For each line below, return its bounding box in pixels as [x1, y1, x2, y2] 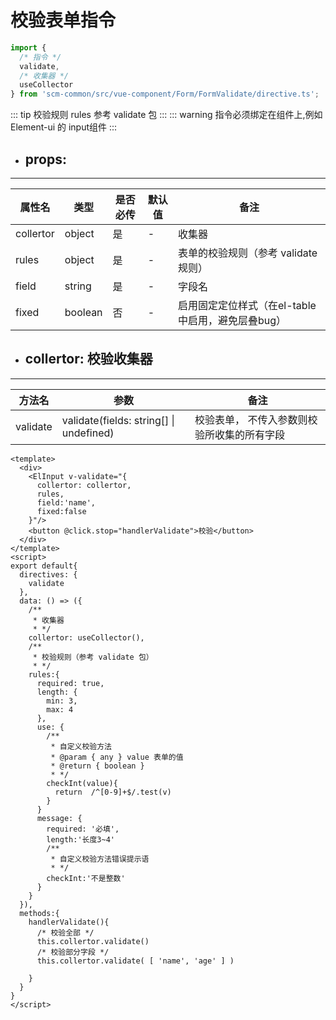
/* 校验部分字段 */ [36, 947, 110, 957]
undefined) [61, 426, 115, 440]
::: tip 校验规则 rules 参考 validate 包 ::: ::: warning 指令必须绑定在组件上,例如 [10, 109, 323, 121]
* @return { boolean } [50, 761, 145, 771]
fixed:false [36, 506, 87, 516]
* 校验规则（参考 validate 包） [32, 652, 154, 662]
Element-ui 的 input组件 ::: [10, 121, 118, 133]
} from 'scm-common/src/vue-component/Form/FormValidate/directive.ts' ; [10, 89, 320, 100]
